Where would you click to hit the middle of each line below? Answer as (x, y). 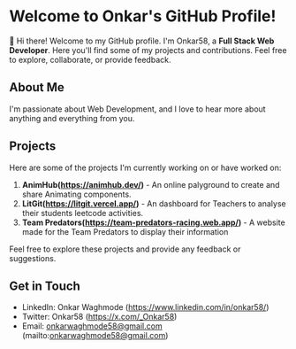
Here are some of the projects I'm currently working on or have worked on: (145, 167)
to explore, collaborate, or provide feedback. (90, 59)
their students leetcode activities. (83, 213)
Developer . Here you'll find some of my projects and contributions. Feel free (148, 50)
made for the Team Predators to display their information (125, 231)
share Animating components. (76, 194)
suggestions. (33, 258)
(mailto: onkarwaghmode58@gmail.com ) (95, 336)
